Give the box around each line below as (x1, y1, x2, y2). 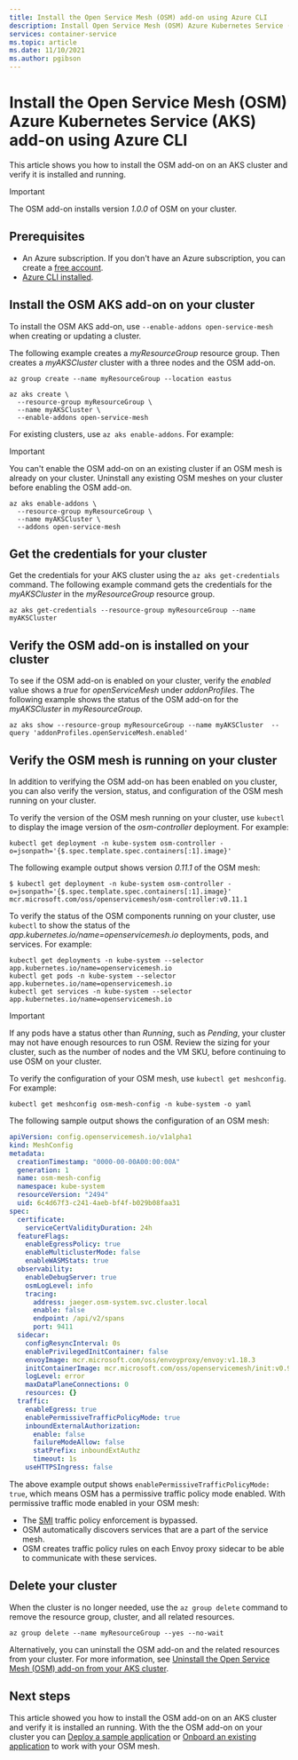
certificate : (17, 1215, 66, 1224)
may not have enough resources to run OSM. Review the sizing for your (9, 1037, 271, 1048)
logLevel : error (25, 1372, 86, 1381)
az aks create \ (9, 390, 69, 399)
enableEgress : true (25, 1405, 98, 1414)
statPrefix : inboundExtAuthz (32, 1447, 141, 1455)
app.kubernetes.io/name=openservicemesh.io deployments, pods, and (9, 930, 269, 939)
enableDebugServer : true (25, 1272, 117, 1281)
